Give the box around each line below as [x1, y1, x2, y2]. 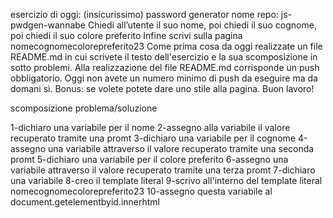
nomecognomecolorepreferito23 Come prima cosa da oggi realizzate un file [10, 40, 323, 52]
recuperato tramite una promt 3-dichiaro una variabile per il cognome [10, 132, 296, 144]
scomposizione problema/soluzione [10, 102, 158, 114]
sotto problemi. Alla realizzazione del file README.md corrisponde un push [10, 62, 320, 73]
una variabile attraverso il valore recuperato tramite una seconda [47, 143, 315, 154]
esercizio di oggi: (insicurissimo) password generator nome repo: [10, 9, 279, 20]
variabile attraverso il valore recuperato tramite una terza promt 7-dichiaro [10, 164, 316, 176]
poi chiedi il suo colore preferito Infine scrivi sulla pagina [10, 30, 243, 41]
